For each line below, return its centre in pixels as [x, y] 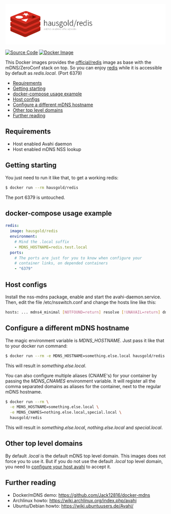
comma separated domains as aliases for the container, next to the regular [83, 386]
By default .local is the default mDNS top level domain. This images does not [85, 456]
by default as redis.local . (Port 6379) [44, 73]
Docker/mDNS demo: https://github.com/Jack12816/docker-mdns [81, 495]
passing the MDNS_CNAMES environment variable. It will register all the [80, 381]
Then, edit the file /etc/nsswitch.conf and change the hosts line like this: [81, 302]
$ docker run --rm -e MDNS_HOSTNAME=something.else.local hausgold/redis [85, 356]
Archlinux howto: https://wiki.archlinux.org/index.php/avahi [75, 500]
